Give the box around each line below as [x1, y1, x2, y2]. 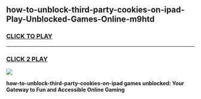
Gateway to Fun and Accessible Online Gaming [6, 86, 125, 93]
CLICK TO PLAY [6, 32, 53, 41]
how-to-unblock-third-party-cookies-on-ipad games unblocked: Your [6, 79, 184, 86]
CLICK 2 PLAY [6, 55, 48, 63]
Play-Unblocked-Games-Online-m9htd [6, 14, 155, 25]
